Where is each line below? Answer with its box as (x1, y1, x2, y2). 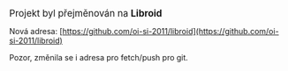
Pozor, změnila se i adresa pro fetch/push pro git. (9, 53, 188, 62)
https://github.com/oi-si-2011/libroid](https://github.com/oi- (62, 26, 280, 36)
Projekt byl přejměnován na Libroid (9, 8, 163, 19)
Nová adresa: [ (9, 26, 64, 36)
